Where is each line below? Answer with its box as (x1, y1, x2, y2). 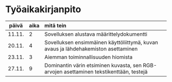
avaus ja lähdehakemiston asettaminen (44, 45, 138, 52)
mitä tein (44, 22, 67, 29)
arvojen (44, 68, 63, 75)
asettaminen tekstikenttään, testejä (63, 68, 148, 75)
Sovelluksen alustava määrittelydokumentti (44, 31, 147, 38)
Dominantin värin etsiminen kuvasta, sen (44, 62, 142, 69)
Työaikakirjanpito (5, 4, 81, 15)
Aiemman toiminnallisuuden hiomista (44, 53, 133, 61)
